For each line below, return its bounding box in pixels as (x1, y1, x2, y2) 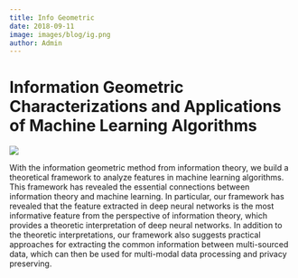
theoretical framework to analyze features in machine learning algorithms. (9, 172, 284, 183)
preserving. (9, 258, 52, 269)
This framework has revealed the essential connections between (9, 181, 250, 192)
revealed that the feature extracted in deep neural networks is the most (9, 200, 275, 212)
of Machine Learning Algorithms (9, 116, 257, 136)
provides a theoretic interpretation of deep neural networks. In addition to (9, 220, 283, 231)
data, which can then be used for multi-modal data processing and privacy (9, 249, 287, 260)
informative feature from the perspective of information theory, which (9, 210, 268, 221)
